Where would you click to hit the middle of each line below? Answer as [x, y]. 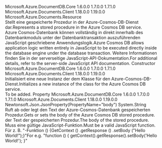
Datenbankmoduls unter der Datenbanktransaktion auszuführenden [73, 38]
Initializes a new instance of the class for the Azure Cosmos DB [82, 84]
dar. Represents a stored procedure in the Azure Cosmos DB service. [74, 27]
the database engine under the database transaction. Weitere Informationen [81, 53]
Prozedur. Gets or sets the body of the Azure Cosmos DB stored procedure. [80, 115]
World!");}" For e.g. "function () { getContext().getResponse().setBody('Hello [81, 135]
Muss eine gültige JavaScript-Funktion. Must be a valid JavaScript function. [80, 125]
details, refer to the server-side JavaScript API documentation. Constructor [80, 63]
